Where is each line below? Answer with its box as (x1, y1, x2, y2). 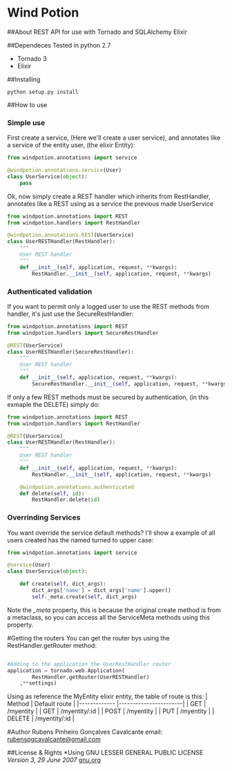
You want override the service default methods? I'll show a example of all (7, 529, 215, 537)
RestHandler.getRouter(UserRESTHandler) (32, 674, 150, 680)
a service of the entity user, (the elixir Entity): (7, 141, 135, 149)
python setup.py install (7, 88, 79, 95)
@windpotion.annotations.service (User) (7, 167, 122, 174)
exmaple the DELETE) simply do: (7, 400, 100, 408)
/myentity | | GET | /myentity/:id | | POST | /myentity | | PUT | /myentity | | (7, 707, 215, 716)
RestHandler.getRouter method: (7, 641, 97, 649)
